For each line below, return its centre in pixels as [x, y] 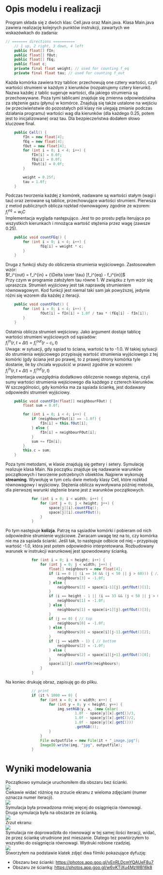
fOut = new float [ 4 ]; [45, 146]
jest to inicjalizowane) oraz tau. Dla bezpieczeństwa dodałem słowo [73, 118]
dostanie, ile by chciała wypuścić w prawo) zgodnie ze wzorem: [69, 365]
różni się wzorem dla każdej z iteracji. [43, 295]
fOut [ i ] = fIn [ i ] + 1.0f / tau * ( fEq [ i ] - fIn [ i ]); [94, 314]
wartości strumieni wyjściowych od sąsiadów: [51, 337]
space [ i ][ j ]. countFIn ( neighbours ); [84, 664]
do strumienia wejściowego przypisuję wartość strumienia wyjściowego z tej [82, 354]
